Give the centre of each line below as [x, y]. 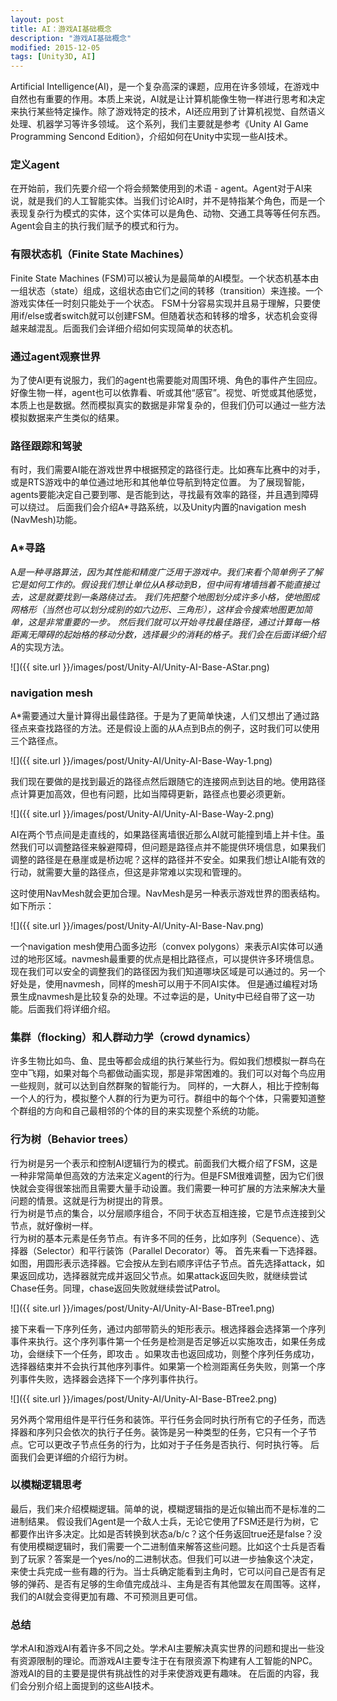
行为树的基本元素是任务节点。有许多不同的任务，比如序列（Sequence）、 [160, 1238]
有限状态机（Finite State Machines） [100, 254]
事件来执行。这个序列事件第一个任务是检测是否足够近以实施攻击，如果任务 [163, 1341]
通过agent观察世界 [55, 356]
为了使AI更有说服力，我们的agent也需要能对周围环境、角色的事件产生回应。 [166, 380]
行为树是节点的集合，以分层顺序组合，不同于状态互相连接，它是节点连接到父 [168, 1213]
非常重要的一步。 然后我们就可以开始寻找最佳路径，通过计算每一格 [182, 622]
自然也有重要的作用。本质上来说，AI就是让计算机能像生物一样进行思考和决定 [168, 99]
